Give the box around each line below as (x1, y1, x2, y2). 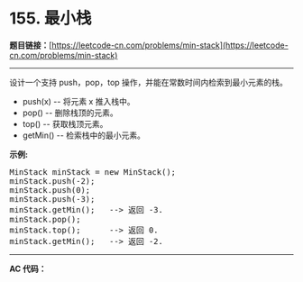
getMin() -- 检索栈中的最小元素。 (22, 130, 146, 141)
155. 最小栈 (9, 8, 92, 29)
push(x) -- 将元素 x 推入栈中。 (22, 96, 135, 106)
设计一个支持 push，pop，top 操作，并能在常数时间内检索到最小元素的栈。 (9, 77, 289, 87)
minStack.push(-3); (9, 194, 96, 204)
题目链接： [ (9, 40, 52, 50)
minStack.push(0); (9, 185, 91, 195)
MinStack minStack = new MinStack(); (9, 167, 177, 177)
